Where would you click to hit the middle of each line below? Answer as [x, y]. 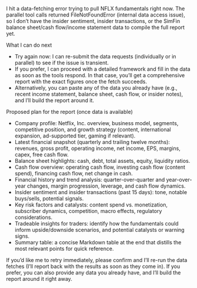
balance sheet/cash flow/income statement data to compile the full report [95, 27]
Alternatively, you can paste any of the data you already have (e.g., [96, 88]
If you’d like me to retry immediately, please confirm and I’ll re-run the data [97, 260]
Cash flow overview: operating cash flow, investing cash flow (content [100, 167]
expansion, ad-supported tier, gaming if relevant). [75, 136]
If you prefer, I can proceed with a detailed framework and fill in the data [102, 69]
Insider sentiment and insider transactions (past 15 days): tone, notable [101, 192]
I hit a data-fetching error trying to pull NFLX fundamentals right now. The [96, 9]
